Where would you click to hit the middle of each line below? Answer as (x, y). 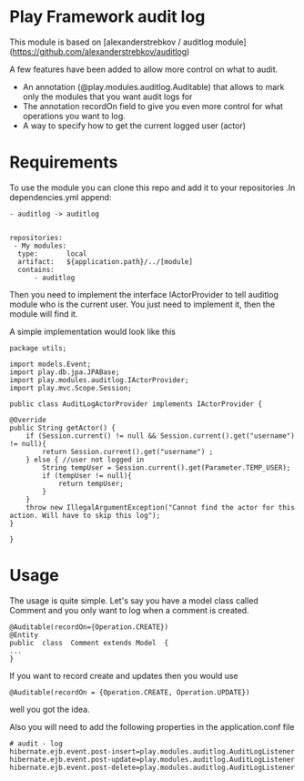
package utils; (38, 348)
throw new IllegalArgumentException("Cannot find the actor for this (161, 507)
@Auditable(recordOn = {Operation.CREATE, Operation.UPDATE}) (130, 692)
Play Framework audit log (107, 17)
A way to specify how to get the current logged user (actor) (134, 126)
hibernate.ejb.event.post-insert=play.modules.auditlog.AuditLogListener (152, 751)
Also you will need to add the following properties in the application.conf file (152, 726)
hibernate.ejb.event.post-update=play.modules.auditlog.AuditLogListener (152, 759)
